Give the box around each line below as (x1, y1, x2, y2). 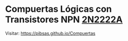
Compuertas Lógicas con (5, 3, 112, 15)
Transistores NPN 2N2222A (5, 14, 123, 25)
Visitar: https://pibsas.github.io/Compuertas (5, 30, 96, 36)
